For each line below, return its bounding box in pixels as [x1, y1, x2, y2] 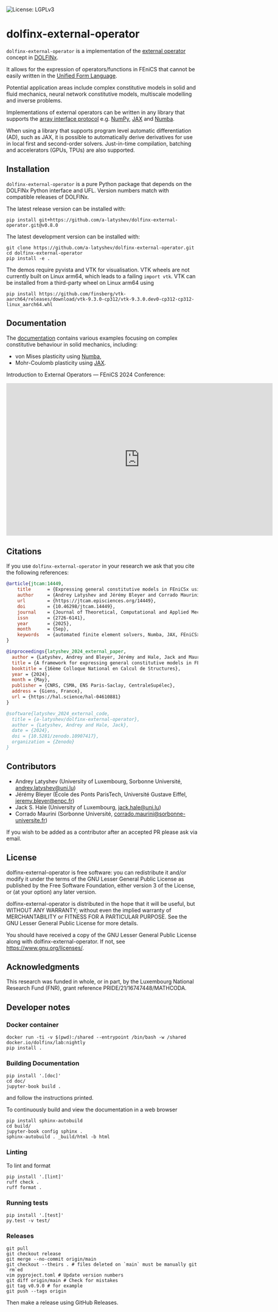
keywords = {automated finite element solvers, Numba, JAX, [17, 632, 178, 638]
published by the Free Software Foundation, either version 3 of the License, [6, 881, 196, 889]
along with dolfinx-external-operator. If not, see [6, 937, 126, 945]
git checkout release [6, 1251, 61, 1257]
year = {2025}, [17, 620, 72, 626]
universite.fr [15, 816, 46, 823]
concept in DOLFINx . [6, 54, 59, 61]
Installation [6, 164, 50, 174]
